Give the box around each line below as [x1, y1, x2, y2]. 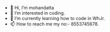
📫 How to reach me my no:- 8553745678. [10, 21, 99, 27]
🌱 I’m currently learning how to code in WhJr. [10, 15, 105, 21]
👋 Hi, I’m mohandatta [10, 5, 54, 10]
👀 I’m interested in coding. [10, 10, 65, 16]
